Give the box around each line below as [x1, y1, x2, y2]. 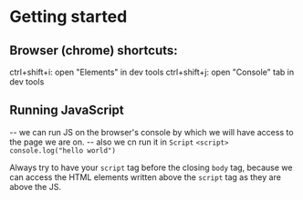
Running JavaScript [9, 103, 125, 118]
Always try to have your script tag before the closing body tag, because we [9, 162, 293, 173]
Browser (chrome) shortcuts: [9, 43, 178, 58]
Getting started [9, 6, 128, 27]
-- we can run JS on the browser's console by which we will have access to [9, 126, 294, 137]
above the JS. [9, 181, 62, 192]
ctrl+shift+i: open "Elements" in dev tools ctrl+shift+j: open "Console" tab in [9, 66, 295, 77]
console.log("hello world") [9, 145, 117, 155]
